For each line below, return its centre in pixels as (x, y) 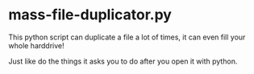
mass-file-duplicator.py (90, 15)
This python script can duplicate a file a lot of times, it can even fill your (127, 37)
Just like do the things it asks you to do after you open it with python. (123, 61)
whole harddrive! (36, 45)
